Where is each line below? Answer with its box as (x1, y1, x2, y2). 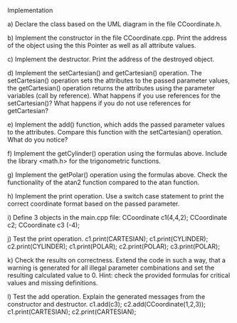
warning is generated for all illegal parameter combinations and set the (7, 263, 215, 272)
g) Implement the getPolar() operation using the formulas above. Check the (7, 171, 228, 179)
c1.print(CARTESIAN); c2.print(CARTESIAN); (7, 307, 137, 316)
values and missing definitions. (7, 279, 98, 287)
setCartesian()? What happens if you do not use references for (7, 99, 191, 107)
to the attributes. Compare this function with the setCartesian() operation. (7, 128, 223, 136)
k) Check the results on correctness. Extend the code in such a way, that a (7, 256, 226, 264)
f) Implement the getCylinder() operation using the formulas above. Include (7, 149, 228, 157)
